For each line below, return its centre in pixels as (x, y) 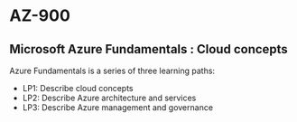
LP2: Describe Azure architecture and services (109, 98)
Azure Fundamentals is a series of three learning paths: (112, 70)
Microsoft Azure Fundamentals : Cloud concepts (149, 49)
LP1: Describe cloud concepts (78, 88)
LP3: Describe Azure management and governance (118, 108)
